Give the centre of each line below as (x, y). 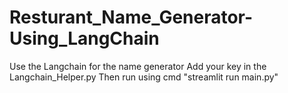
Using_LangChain (84, 38)
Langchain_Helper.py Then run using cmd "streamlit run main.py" (144, 77)
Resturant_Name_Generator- (131, 17)
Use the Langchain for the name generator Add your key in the (138, 66)
